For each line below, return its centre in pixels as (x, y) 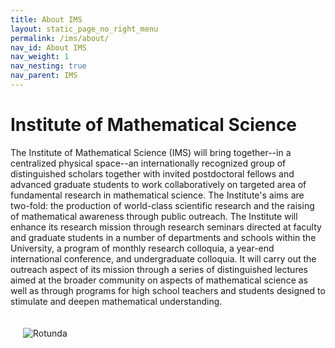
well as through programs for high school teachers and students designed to (168, 290)
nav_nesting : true (48, 66)
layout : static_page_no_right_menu (84, 29)
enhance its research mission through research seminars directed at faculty (166, 227)
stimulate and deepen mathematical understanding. (116, 301)
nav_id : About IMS (48, 47)
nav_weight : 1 (40, 57)
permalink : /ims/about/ (60, 38)
